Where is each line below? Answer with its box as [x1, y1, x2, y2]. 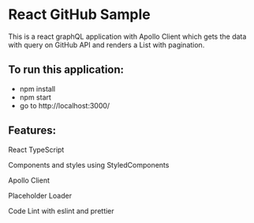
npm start [19, 93, 51, 102]
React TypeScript [8, 145, 65, 154]
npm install [19, 84, 56, 93]
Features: [8, 124, 57, 138]
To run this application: [8, 63, 125, 77]
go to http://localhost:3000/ [19, 100, 110, 110]
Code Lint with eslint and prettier [8, 206, 114, 215]
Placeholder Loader [8, 191, 73, 200]
